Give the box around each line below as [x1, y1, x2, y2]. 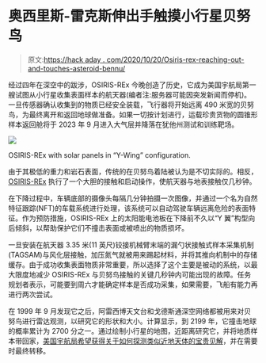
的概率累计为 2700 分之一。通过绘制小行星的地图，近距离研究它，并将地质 [8, 326, 251, 335]
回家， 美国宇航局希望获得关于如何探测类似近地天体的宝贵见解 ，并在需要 [21, 336, 258, 346]
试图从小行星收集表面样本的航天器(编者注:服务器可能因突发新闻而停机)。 [14, 90, 252, 99]
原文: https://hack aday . [27, 55, 105, 64]
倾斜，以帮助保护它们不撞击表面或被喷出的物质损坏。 [14, 223, 188, 232]
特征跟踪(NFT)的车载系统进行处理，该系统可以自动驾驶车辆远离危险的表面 [8, 203, 249, 212]
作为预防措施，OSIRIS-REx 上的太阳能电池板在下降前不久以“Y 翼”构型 [21, 213, 249, 223]
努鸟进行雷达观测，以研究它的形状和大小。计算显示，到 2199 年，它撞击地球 [8, 316, 257, 326]
